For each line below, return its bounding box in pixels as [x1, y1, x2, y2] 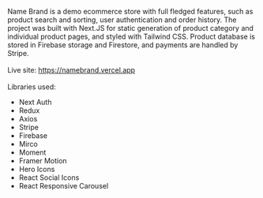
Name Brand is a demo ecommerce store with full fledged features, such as [7, 7, 254, 16]
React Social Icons [18, 173, 80, 182]
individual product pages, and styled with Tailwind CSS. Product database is [7, 32, 256, 41]
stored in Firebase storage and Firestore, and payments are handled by [7, 40, 239, 50]
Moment [18, 148, 47, 157]
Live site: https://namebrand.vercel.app [7, 65, 136, 74]
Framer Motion [18, 156, 68, 165]
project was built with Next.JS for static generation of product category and [7, 24, 254, 32]
